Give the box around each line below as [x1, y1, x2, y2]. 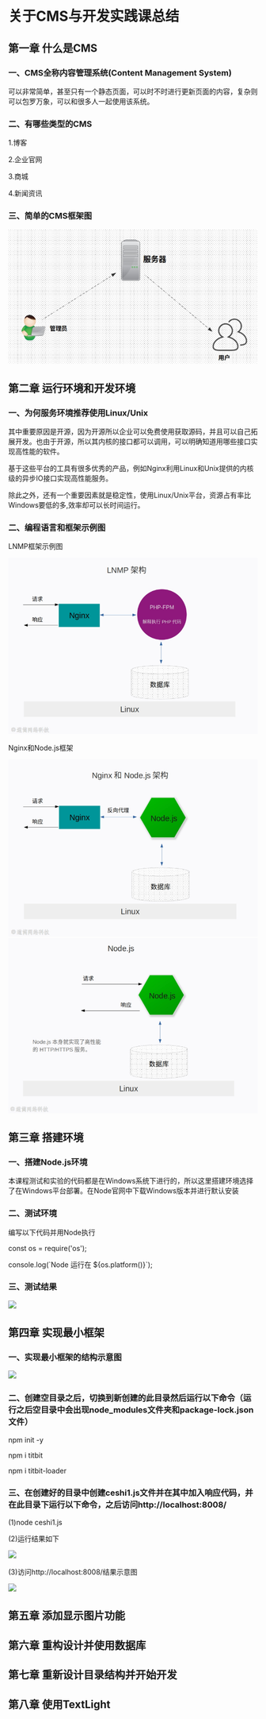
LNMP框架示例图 [8, 542, 63, 551]
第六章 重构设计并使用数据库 [8, 1638, 146, 1652]
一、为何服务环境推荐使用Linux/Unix [8, 407, 149, 418]
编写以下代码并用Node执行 [8, 1227, 96, 1237]
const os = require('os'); [8, 1243, 87, 1253]
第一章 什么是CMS [8, 41, 97, 55]
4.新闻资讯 [8, 188, 43, 199]
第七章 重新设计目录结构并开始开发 [8, 1668, 177, 1682]
